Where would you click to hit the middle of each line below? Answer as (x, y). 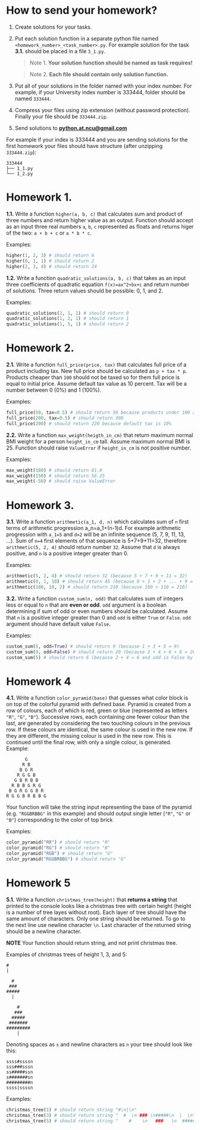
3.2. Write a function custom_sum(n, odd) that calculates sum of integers (95, 598)
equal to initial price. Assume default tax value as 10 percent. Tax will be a (97, 384)
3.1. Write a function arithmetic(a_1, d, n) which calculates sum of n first (98, 522)
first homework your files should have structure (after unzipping (85, 146)
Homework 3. (40, 505)
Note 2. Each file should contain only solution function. (99, 74)
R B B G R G (26, 786)
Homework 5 (38, 883)
